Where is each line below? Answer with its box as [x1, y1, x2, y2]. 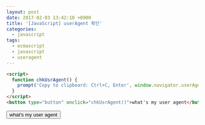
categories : [6, 26, 37, 32]
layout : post [6, 9, 40, 15]
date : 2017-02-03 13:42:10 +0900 [6, 15, 92, 21]
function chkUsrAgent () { [12, 77, 78, 83]
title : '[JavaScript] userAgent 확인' [6, 20, 103, 26]
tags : [6, 37, 20, 43]
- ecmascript [12, 43, 45, 49]
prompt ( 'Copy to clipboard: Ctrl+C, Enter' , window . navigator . [17, 82, 182, 88]
